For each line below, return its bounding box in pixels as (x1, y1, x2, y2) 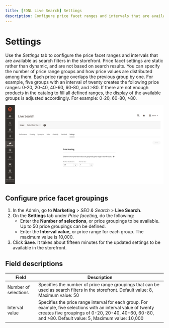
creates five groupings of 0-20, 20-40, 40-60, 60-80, (38, 310, 154, 316)
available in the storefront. (12, 245, 67, 251)
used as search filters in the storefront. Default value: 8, (38, 287, 153, 293)
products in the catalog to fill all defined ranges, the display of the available (5, 90, 161, 96)
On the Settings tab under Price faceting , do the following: (12, 213, 134, 219)
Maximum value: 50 (38, 292, 79, 298)
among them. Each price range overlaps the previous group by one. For (5, 74, 153, 80)
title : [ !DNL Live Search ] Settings (5, 8, 82, 13)
